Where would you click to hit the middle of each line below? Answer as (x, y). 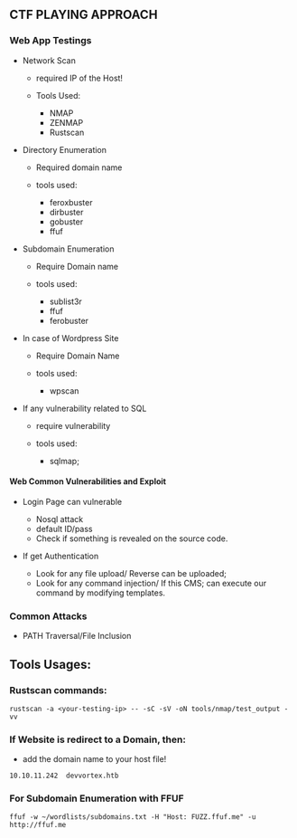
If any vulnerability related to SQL (84, 408)
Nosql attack (60, 519)
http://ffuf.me (38, 825)
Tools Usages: (51, 664)
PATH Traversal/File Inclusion (77, 636)
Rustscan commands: (58, 690)
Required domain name (79, 167)
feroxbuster (71, 202)
